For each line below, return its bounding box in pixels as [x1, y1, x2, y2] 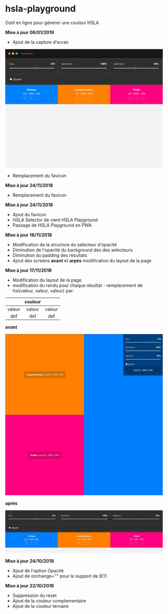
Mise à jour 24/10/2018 [5, 558, 54, 564]
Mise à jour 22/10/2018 [5, 583, 54, 589]
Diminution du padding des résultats [12, 252, 87, 258]
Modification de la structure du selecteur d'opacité [12, 241, 117, 247]
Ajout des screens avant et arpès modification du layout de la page [12, 257, 151, 263]
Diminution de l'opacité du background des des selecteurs [12, 247, 133, 253]
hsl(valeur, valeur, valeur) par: [12, 287, 74, 293]
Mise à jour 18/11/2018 [5, 232, 52, 238]
